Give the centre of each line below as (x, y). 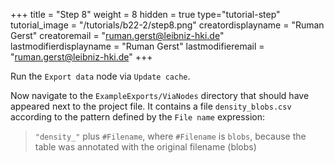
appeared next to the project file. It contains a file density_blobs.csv (151, 106)
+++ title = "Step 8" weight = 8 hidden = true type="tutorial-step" (145, 14)
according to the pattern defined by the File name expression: (138, 117)
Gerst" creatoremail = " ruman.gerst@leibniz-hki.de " (117, 35)
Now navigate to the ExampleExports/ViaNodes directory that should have (160, 95)
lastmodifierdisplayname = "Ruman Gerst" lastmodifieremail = (137, 46)
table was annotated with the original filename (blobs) (145, 147)
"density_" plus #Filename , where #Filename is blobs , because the (170, 136)
